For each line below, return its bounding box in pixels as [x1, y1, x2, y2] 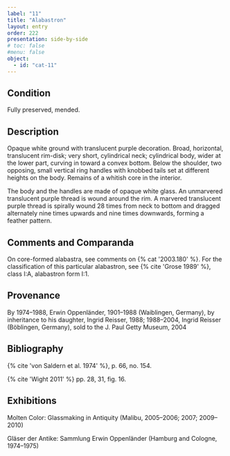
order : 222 [7, 29, 39, 37]
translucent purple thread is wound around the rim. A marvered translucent [7, 195, 222, 203]
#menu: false [7, 49, 45, 56]
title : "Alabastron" [7, 17, 67, 24]
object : [7, 55, 30, 62]
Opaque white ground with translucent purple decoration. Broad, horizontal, [7, 144, 224, 152]
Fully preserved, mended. [7, 105, 80, 114]
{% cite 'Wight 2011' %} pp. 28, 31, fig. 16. [7, 375, 127, 383]
